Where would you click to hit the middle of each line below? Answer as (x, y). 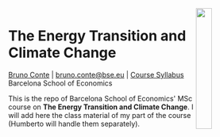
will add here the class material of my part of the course (100, 115)
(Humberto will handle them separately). (74, 124)
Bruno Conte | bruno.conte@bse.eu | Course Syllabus (96, 74)
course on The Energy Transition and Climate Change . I (101, 107)
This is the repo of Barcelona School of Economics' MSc (100, 98)
